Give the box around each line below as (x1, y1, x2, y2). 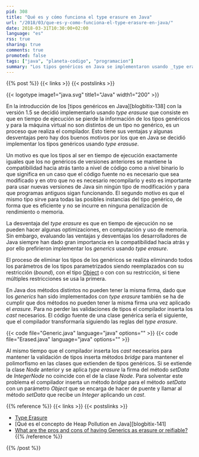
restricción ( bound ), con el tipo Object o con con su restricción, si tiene (6, 269, 181, 276)
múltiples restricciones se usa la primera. (6, 276, 107, 283)
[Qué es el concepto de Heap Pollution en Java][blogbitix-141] (14, 420, 166, 427)
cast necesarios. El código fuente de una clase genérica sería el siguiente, (6, 312, 188, 319)
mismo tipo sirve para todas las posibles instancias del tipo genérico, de (6, 196, 182, 203)
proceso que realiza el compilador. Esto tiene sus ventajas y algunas (6, 128, 173, 135)
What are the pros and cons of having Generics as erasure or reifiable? (14, 427, 188, 434)
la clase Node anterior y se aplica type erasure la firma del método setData (6, 366, 190, 373)
